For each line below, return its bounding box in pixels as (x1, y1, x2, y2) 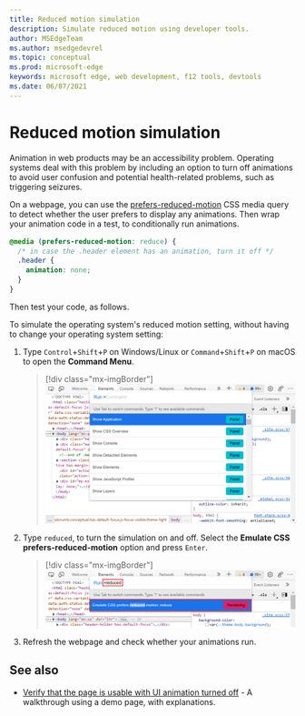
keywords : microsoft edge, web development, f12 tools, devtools (9, 73, 261, 82)
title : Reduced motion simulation (9, 15, 141, 24)
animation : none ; (25, 266, 92, 275)
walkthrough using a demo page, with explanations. (22, 696, 216, 707)
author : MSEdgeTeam (9, 34, 84, 43)
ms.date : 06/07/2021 (9, 82, 88, 91)
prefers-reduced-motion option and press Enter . (22, 541, 209, 552)
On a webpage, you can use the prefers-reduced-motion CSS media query (9, 198, 290, 209)
